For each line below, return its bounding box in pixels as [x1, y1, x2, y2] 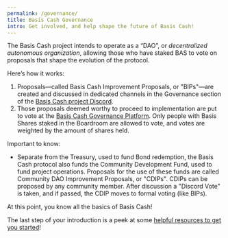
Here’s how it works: [7, 69, 65, 78]
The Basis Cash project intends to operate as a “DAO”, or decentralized [7, 42, 207, 50]
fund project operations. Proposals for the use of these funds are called [16, 167, 219, 176]
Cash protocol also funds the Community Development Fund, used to [16, 160, 212, 169]
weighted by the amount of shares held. [16, 126, 130, 134]
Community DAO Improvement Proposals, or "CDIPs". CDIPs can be [16, 175, 208, 183]
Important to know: [7, 140, 61, 148]
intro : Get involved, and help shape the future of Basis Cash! [7, 23, 194, 29]
